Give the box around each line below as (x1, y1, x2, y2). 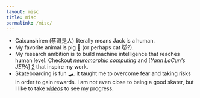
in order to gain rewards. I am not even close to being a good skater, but (14, 79, 194, 86)
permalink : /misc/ (6, 20, 52, 26)
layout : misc (6, 8, 39, 15)
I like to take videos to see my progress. (14, 85, 114, 92)
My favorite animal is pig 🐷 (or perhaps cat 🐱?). (14, 44, 134, 51)
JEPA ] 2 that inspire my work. (14, 63, 89, 70)
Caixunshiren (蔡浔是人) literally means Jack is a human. (14, 37, 155, 44)
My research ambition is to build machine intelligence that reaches (14, 51, 180, 58)
